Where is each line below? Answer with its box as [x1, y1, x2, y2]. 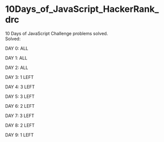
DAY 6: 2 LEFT [5, 103, 35, 109]
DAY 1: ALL [5, 55, 27, 61]
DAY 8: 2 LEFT [5, 122, 35, 128]
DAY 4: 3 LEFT [5, 83, 35, 90]
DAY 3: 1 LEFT [5, 74, 34, 80]
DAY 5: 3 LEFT [5, 93, 35, 99]
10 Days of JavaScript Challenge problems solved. [5, 30, 108, 36]
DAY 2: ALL [5, 65, 28, 71]
